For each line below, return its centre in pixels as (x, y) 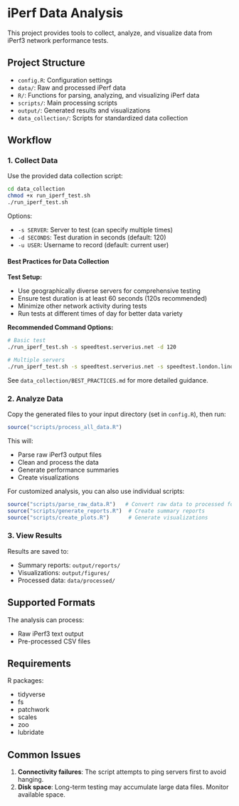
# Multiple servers (36, 360)
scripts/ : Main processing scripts (67, 103)
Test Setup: (25, 277)
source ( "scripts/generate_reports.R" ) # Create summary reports (106, 511)
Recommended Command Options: (60, 327)
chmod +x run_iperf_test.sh (49, 196)
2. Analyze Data (36, 398)
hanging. (31, 780)
